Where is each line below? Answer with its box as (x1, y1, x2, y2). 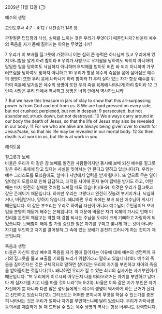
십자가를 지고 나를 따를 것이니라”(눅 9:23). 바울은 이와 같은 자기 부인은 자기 (15, 280, 157, 285)
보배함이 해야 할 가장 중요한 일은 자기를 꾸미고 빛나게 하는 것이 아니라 (23, 221, 153, 227)
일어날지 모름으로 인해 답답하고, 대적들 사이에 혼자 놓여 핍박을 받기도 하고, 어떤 (5, 179, 153, 184)
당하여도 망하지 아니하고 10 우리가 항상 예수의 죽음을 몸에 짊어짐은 (21, 70, 147, 75)
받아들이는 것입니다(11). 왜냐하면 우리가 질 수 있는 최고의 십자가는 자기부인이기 (10, 267, 157, 273)
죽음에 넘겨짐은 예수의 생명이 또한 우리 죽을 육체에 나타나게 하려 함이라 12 (14, 82, 152, 87)
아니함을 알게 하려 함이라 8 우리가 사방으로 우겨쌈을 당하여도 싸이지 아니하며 (10, 58, 153, 63)
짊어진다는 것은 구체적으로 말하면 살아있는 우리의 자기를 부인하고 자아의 (14, 262, 148, 267)
